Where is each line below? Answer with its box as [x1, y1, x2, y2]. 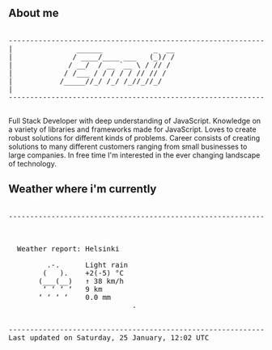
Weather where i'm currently [8, 182, 157, 196]
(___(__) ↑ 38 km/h [38, 276, 124, 285]
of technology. [8, 158, 57, 168]
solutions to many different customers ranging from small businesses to [8, 141, 248, 151]
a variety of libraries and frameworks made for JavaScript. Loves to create [8, 124, 257, 134]
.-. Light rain [46, 260, 129, 269]
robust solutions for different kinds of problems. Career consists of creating [8, 133, 261, 142]
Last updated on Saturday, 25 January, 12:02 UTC [8, 333, 210, 342]
